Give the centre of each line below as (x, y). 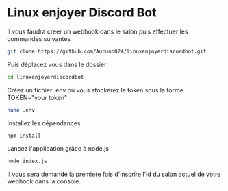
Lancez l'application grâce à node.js (58, 149)
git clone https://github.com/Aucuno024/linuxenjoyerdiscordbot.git (107, 51)
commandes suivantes (39, 38)
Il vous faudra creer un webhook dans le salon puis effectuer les (98, 31)
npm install (24, 136)
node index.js (27, 161)
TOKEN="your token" (37, 97)
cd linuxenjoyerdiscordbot (46, 77)
